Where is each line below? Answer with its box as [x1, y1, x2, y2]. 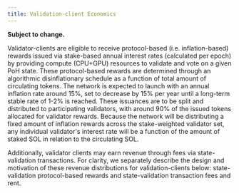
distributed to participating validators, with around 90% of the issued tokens [7, 104, 232, 113]
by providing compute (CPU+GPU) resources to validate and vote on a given [7, 58, 232, 68]
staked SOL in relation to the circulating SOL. [7, 135, 139, 143]
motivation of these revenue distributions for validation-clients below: [7, 163, 212, 172]
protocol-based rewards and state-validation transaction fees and [37, 171, 231, 179]
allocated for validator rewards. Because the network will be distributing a [7, 112, 225, 120]
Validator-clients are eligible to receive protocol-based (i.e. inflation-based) [7, 43, 229, 52]
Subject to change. [7, 30, 66, 38]
